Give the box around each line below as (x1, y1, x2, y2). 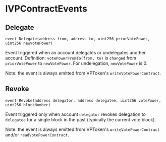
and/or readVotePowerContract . (5, 131, 69, 137)
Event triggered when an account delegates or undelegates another (5, 50, 146, 55)
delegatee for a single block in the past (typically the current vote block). (5, 116, 156, 122)
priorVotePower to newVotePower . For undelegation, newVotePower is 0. (5, 60, 148, 66)
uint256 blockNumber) (5, 102, 51, 107)
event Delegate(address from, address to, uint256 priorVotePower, (5, 36, 150, 41)
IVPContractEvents (5, 3, 87, 15)
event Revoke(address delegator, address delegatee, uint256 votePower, (5, 98, 161, 103)
